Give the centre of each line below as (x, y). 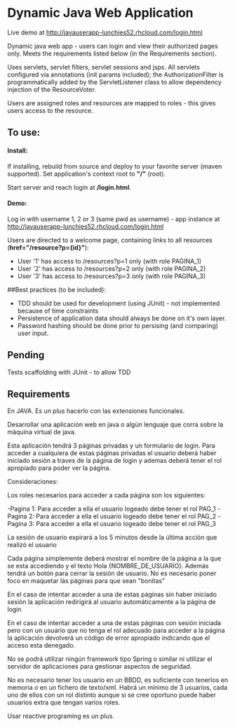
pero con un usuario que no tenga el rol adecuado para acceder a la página (116, 631)
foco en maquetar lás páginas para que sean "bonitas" (86, 581)
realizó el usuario (32, 545)
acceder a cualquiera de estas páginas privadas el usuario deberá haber (112, 453)
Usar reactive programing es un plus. (61, 716)
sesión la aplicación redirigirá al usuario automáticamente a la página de (112, 602)
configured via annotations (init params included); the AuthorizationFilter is (116, 74)
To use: (24, 132)
